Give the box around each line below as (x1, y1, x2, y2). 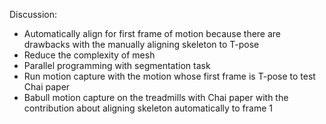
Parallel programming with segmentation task (23, 60, 211, 71)
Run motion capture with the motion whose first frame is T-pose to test (23, 70, 316, 82)
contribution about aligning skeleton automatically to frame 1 (23, 102, 273, 114)
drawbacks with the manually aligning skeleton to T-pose (23, 39, 260, 50)
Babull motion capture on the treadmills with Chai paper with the (23, 92, 289, 103)
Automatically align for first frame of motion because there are (23, 28, 282, 39)
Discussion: (9, 9, 58, 20)
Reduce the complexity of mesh (23, 49, 156, 61)
